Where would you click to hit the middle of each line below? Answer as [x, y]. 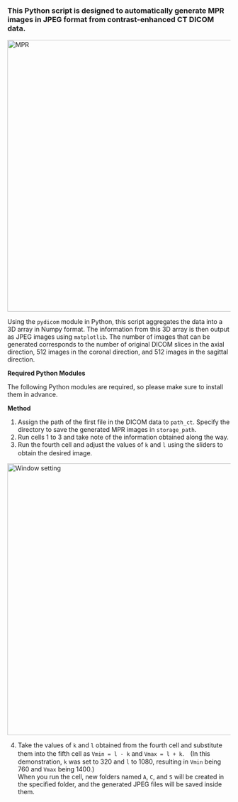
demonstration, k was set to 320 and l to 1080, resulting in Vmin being [119, 762]
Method [19, 408]
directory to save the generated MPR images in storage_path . [107, 430]
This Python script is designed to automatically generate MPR [116, 11]
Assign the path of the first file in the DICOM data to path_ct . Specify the [124, 422]
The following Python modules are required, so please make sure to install [115, 387]
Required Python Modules [46, 373]
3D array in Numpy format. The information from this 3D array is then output [119, 330]
